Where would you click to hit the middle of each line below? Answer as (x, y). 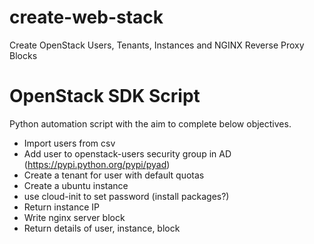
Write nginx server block (74, 217)
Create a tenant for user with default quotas (114, 175)
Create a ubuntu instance (76, 185)
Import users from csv (69, 143)
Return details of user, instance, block (102, 228)
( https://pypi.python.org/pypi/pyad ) (97, 164)
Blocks (23, 55)
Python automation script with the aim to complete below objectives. (150, 123)
